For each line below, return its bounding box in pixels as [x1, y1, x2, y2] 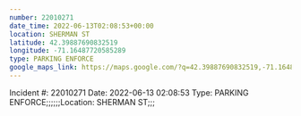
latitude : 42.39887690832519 [9, 37, 118, 47]
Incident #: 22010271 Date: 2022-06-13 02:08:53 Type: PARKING [9, 87, 249, 98]
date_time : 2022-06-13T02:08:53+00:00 [9, 21, 154, 30]
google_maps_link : [9, 63, 78, 72]
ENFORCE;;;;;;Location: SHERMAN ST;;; [9, 96, 155, 107]
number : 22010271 [9, 12, 74, 22]
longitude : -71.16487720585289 [9, 46, 126, 55]
